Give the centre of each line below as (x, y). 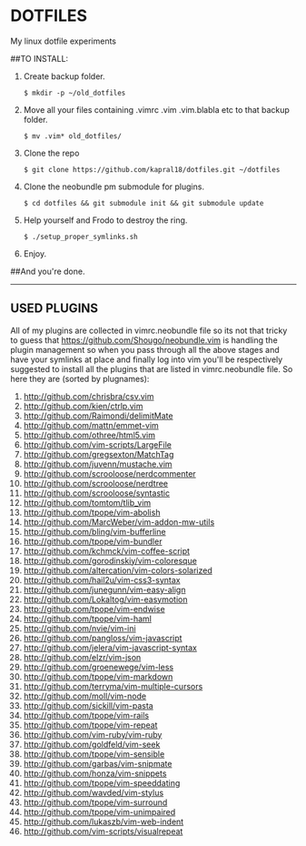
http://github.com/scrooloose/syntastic (97, 493)
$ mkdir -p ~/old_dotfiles (74, 93)
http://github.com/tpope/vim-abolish (92, 512)
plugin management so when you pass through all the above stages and (145, 349)
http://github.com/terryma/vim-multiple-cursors (113, 686)
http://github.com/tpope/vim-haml (88, 619)
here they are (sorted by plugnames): (80, 378)
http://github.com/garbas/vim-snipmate (98, 763)
